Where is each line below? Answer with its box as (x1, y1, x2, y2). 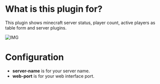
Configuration (5, 52, 64, 63)
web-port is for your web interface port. (12, 73, 95, 79)
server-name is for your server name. (12, 68, 90, 74)
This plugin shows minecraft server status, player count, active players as (5, 20, 156, 26)
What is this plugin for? (5, 3, 103, 15)
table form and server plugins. (5, 25, 67, 30)
